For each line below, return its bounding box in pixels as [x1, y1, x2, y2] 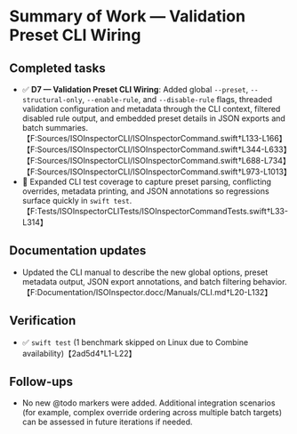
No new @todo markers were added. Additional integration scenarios [21, 398, 276, 408]
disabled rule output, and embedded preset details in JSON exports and [21, 113, 286, 124]
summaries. [45, 123, 89, 133]
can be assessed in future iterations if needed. [21, 416, 193, 428]
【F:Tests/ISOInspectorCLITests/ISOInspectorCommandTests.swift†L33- [21, 206, 289, 216]
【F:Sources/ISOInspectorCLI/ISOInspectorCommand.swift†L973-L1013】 [21, 166, 292, 177]
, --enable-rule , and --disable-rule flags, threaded [82, 94, 273, 104]
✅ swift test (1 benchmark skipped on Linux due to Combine [21, 336, 249, 348]
